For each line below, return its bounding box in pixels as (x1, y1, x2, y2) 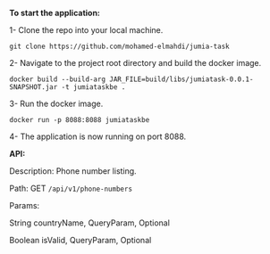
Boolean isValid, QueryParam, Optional (9, 235, 152, 245)
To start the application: (9, 8, 101, 18)
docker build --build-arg (9, 75, 105, 84)
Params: (9, 201, 40, 210)
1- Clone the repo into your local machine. (9, 25, 164, 35)
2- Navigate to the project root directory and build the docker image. (9, 58, 262, 68)
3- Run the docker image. (9, 98, 104, 109)
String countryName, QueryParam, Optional (9, 217, 170, 228)
